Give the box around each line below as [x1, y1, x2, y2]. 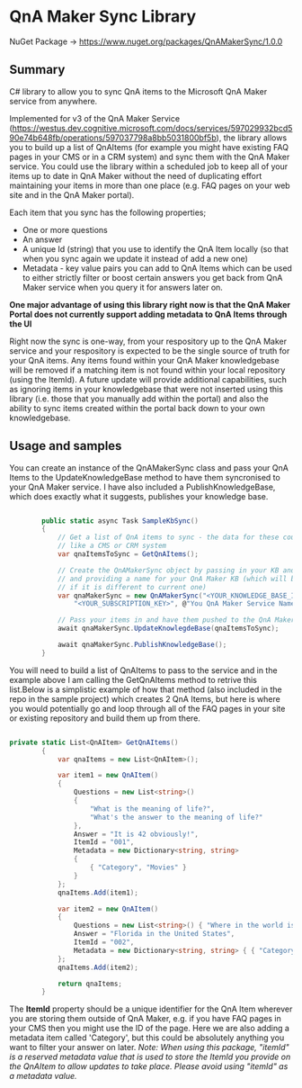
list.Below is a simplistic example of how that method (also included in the [9, 684, 282, 695]
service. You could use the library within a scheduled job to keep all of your [9, 160, 289, 172]
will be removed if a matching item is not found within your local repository [9, 364, 286, 375]
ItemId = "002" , [73, 938, 135, 947]
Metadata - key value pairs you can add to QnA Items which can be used [22, 263, 292, 274]
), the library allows [216, 132, 288, 143]
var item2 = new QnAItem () [57, 904, 159, 913]
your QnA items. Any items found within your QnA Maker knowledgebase [9, 355, 280, 365]
